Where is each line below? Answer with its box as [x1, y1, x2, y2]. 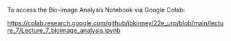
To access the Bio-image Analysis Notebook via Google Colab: [7, 6, 185, 14]
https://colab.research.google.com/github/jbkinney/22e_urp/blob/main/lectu [7, 19, 224, 27]
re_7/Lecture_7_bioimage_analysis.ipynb [7, 27, 121, 34]
